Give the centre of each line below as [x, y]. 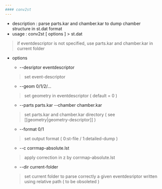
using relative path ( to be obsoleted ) [62, 181]
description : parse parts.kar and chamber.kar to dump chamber [76, 23]
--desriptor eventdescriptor [47, 67]
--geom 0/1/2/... [35, 86]
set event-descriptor [45, 76]
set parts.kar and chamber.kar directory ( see [70, 114]
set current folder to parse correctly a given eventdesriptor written [91, 176]
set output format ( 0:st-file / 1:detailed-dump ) [71, 138]
